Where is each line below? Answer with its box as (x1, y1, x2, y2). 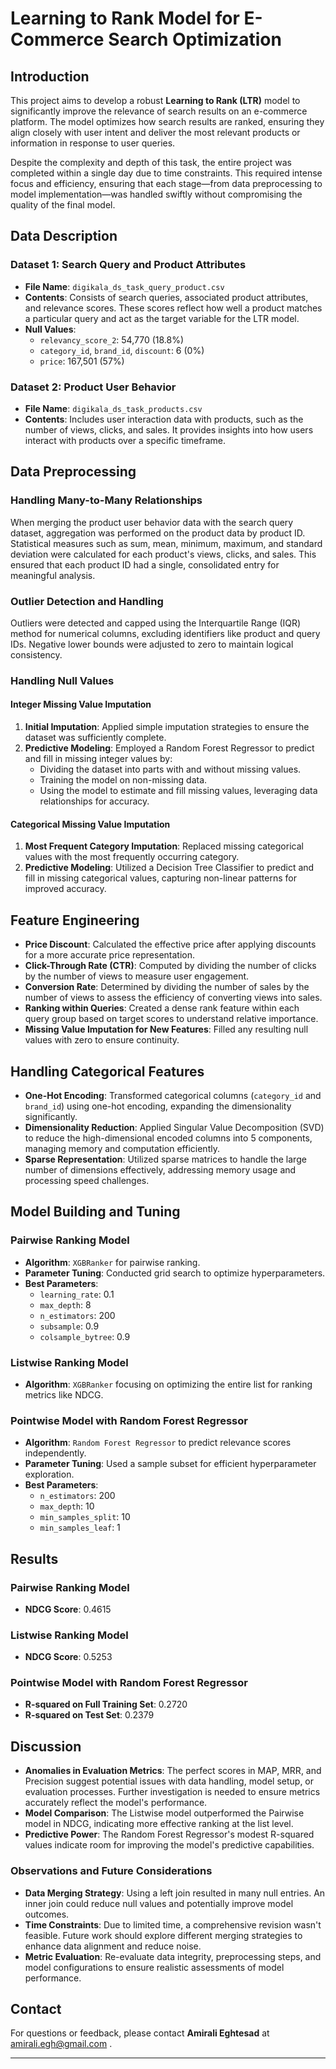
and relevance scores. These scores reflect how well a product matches (24, 302, 323, 314)
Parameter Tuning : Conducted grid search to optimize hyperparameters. (24, 1267, 326, 1279)
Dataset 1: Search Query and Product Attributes (10, 258, 247, 272)
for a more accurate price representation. (24, 949, 196, 961)
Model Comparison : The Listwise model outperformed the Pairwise (24, 1807, 305, 1819)
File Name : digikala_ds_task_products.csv (24, 402, 203, 414)
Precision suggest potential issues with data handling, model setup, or (24, 1775, 315, 1787)
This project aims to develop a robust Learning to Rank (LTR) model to (10, 95, 301, 106)
